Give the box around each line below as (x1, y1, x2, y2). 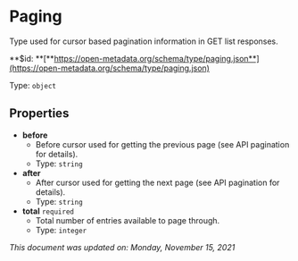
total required (21, 206, 74, 216)
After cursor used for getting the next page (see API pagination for (35, 177, 280, 188)
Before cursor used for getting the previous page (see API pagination (35, 139, 290, 149)
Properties (9, 105, 70, 122)
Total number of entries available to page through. (35, 215, 220, 225)
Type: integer (35, 224, 87, 235)
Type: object (9, 80, 56, 90)
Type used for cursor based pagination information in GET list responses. (9, 36, 278, 46)
